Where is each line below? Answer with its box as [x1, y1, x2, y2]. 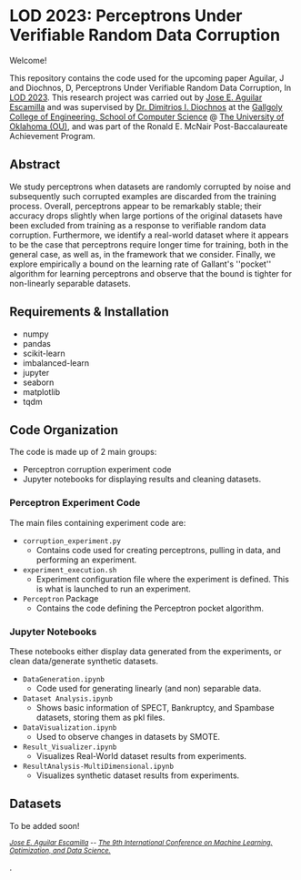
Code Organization [9, 422, 119, 438]
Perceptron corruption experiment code [22, 464, 172, 475]
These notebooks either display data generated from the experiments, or [9, 645, 282, 656]
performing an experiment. [35, 554, 137, 565]
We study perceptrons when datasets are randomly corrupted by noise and [9, 181, 291, 192]
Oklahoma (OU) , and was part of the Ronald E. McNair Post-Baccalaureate [9, 120, 288, 132]
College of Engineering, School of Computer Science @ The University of [9, 111, 285, 122]
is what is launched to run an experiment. [35, 583, 191, 594]
